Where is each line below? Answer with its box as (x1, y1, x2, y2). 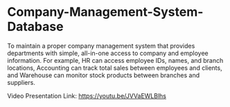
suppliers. (7, 78, 36, 86)
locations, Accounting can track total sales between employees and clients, (7, 64, 223, 72)
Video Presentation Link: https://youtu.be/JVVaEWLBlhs (7, 91, 167, 100)
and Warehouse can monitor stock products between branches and (7, 70, 200, 79)
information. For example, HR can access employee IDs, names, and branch (7, 56, 224, 64)
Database (7, 19, 64, 35)
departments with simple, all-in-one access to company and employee (7, 49, 209, 57)
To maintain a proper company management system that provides (7, 41, 195, 50)
